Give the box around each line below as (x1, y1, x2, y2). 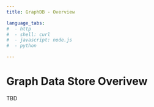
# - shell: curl (6, 31, 51, 37)
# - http (6, 26, 32, 32)
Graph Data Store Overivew (6, 75, 148, 89)
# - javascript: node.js (6, 37, 72, 43)
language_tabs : (6, 20, 45, 26)
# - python (6, 43, 37, 49)
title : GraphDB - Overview (6, 9, 75, 15)
